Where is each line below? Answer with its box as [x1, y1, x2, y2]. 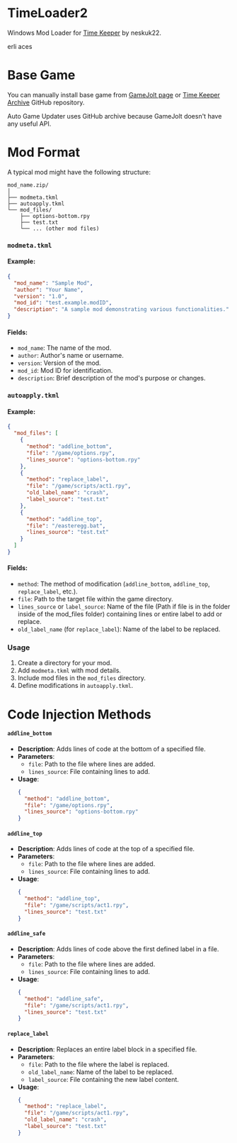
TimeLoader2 [7, 5, 88, 21]
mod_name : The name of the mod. [17, 344, 112, 352]
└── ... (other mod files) [20, 225, 100, 232]
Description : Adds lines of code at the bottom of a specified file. [17, 744, 207, 753]
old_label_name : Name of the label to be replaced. [28, 1067, 174, 1076]
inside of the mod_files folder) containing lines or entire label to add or [17, 610, 223, 618]
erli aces [7, 42, 33, 50]
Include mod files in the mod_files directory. [17, 674, 146, 682]
